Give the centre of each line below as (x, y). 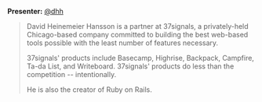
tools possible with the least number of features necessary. (122, 43)
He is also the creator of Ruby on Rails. (89, 90)
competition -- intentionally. (71, 74)
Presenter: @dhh (35, 11)
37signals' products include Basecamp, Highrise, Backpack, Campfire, (140, 58)
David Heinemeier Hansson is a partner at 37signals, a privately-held (137, 26)
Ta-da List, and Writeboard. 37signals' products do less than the (130, 66)
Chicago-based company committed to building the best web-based (137, 35)
